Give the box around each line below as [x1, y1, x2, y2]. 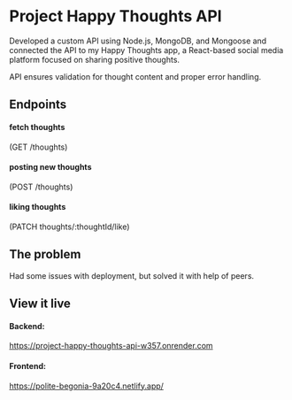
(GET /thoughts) [9, 142, 68, 152]
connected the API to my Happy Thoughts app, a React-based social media [9, 44, 284, 55]
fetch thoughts [9, 121, 65, 132]
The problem [9, 247, 81, 262]
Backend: [9, 320, 45, 331]
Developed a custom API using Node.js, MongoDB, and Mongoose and [9, 35, 267, 46]
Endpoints [9, 97, 67, 112]
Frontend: [9, 360, 47, 371]
